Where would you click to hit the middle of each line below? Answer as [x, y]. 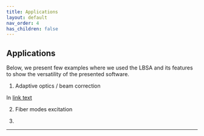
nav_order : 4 [23, 23]
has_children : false [32, 29]
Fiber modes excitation [44, 109]
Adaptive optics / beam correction [58, 86]
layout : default [27, 18]
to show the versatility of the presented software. [68, 74]
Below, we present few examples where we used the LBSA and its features [100, 68]
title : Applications [32, 12]
